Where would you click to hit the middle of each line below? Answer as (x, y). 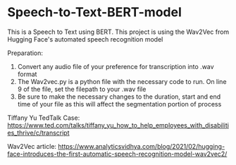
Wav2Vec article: (32, 146)
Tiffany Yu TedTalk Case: (44, 118)
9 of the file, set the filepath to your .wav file (82, 89)
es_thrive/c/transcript (38, 133)
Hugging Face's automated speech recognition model (85, 39)
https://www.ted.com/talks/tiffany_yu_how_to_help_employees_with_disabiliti (118, 125)
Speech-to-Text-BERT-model (94, 12)
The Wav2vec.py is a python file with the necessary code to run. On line (122, 81)
